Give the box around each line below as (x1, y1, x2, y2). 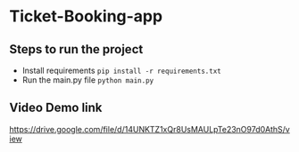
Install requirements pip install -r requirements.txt (21, 65, 221, 76)
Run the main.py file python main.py (21, 75, 154, 85)
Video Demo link (9, 100, 103, 116)
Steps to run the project (9, 42, 144, 57)
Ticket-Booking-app (9, 6, 163, 27)
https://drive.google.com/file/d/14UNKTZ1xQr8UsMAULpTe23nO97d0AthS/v (9, 124, 290, 134)
